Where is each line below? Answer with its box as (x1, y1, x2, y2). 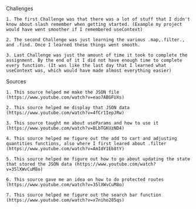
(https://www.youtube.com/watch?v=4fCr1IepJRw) (6, 110, 125, 116)
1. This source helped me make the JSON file (6, 89, 119, 95)
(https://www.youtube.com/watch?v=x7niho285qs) (6, 197, 125, 203)
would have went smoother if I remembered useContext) (6, 26, 143, 32)
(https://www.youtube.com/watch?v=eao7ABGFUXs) (6, 95, 125, 100)
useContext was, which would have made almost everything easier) (6, 68, 172, 73)
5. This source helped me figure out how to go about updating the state (6, 156, 191, 162)
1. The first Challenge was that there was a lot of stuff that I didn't (6, 16, 191, 22)
